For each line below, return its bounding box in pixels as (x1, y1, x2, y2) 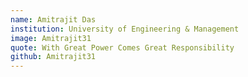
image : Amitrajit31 (10, 33, 92, 43)
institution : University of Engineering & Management (10, 24, 240, 34)
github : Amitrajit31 (10, 52, 97, 62)
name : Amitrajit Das (10, 14, 97, 25)
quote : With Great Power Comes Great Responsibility (10, 42, 235, 53)
